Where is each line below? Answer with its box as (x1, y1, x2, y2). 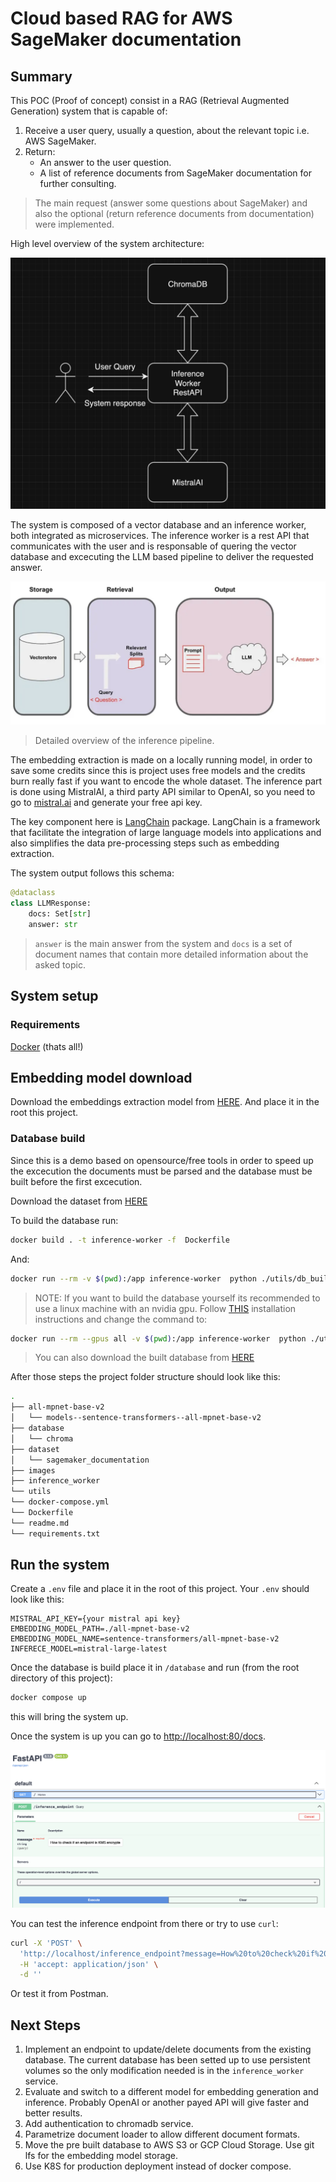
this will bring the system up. (10, 1711, 129, 1723)
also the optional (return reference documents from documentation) (34, 208, 315, 219)
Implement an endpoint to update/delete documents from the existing (24, 2043, 312, 2056)
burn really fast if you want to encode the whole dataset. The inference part (10, 775, 323, 787)
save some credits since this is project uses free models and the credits (10, 765, 306, 777)
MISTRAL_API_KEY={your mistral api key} (10, 1614, 182, 1624)
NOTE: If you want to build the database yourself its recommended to (34, 1292, 321, 1304)
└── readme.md (10, 1518, 70, 1528)
